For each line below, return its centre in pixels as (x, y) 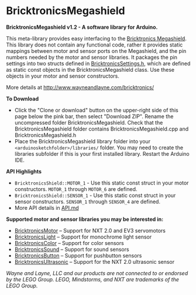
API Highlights (24, 171)
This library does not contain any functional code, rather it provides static (94, 45)
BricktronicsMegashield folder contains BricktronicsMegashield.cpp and (102, 129)
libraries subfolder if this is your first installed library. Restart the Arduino (102, 153)
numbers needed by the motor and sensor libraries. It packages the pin (92, 57)
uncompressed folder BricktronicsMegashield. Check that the (89, 122)
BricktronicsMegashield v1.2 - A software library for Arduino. (82, 27)
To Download (23, 99)
